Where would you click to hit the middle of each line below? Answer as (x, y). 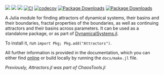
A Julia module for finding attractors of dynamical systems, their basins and (82, 18)
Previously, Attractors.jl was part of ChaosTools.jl (55, 67)
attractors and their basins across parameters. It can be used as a (72, 28)
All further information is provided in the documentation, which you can (78, 53)
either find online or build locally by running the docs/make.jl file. (71, 58)
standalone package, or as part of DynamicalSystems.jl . (62, 34)
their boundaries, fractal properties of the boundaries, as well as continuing (82, 23)
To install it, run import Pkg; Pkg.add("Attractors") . (59, 43)
